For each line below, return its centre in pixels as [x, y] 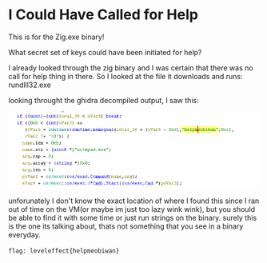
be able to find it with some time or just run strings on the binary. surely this [133, 218]
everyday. [25, 235]
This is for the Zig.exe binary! [56, 37]
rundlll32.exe [30, 85]
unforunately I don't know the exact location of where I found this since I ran [134, 201]
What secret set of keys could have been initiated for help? [105, 52]
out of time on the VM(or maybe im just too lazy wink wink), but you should [132, 209]
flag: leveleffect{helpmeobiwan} [64, 251]
